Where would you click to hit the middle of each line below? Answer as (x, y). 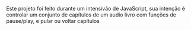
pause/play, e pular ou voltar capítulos (53, 21)
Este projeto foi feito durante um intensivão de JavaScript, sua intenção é (96, 9)
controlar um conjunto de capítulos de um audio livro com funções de (91, 15)
